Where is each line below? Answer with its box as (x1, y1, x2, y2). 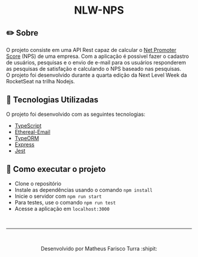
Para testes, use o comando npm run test (14, 199, 116, 206)
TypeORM (14, 134, 39, 142)
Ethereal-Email (14, 128, 51, 135)
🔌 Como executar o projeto (6, 164, 106, 174)
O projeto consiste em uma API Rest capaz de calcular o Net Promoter (6, 47, 177, 53)
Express (14, 141, 35, 148)
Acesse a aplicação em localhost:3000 (14, 205, 110, 212)
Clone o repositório (14, 180, 62, 187)
